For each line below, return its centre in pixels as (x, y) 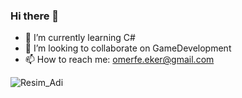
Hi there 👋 (35, 16)
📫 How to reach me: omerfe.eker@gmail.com (119, 60)
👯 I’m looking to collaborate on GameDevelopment (128, 48)
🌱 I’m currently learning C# (80, 38)
